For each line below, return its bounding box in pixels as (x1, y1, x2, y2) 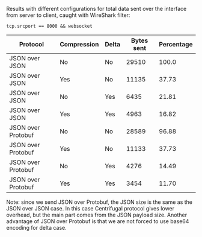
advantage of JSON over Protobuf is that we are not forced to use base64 (6, 218, 189, 225)
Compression (60, 40, 99, 48)
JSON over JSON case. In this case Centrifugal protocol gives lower (6, 205, 175, 212)
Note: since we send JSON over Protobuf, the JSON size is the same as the (6, 198, 193, 206)
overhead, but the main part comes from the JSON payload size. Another (6, 211, 188, 218)
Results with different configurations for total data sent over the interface (6, 5, 187, 12)
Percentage (159, 40, 193, 48)
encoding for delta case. (6, 224, 67, 231)
